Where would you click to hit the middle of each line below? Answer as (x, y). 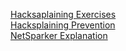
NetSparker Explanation (59, 35)
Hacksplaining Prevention (63, 25)
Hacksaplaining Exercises (63, 14)
